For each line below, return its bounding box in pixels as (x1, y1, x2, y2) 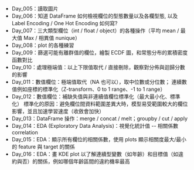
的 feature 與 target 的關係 (11, 143, 75, 150)
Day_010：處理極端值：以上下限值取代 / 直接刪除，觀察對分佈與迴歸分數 (11, 64, 186, 70)
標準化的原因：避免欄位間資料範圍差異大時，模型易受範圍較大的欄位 (23, 100, 188, 107)
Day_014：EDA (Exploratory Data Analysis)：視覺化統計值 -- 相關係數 (11, 123, 179, 129)
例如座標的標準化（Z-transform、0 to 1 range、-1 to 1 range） (16, 86, 166, 93)
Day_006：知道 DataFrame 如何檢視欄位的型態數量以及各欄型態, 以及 (11, 12, 178, 19)
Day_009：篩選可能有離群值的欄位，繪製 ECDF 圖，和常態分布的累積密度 (11, 49, 188, 56)
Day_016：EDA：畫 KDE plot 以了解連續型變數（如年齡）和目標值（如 (11, 151, 179, 157)
